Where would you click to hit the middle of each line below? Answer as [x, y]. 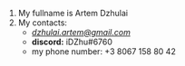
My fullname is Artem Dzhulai [73, 13]
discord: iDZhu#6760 [72, 42]
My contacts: [43, 23]
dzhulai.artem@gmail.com [81, 32]
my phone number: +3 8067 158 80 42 [104, 52]
